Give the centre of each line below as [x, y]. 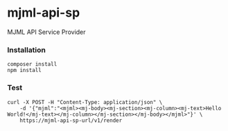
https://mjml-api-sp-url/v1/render [71, 120]
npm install [24, 71]
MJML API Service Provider [46, 32]
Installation [27, 50]
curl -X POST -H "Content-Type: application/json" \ [85, 102]
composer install [32, 64]
